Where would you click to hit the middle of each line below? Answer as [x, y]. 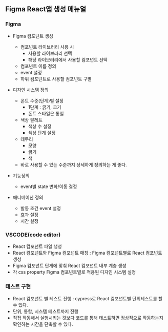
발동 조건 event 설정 [41, 208]
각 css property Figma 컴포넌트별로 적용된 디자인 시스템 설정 [74, 272]
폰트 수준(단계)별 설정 [42, 100]
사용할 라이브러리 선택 [50, 53]
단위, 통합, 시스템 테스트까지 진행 [45, 312]
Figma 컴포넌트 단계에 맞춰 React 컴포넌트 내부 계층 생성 [69, 265]
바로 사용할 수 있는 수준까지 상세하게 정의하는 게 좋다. [73, 164]
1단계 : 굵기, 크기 [45, 107]
